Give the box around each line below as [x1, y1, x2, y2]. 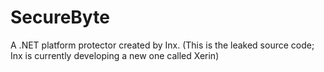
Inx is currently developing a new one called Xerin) [10, 49, 220, 61]
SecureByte [10, 6, 110, 29]
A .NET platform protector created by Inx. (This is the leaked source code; [10, 39, 315, 51]
